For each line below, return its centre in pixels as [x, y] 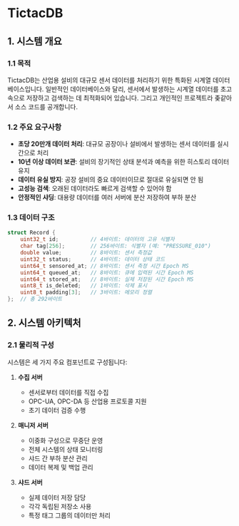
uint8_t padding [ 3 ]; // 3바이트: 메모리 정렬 [86, 293]
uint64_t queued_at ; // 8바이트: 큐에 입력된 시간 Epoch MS [107, 272]
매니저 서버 [33, 425]
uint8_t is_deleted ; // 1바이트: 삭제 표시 [84, 286]
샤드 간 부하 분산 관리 [58, 458]
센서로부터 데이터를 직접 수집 [68, 392]
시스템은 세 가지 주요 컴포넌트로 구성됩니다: [67, 362]
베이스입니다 [25, 89]
